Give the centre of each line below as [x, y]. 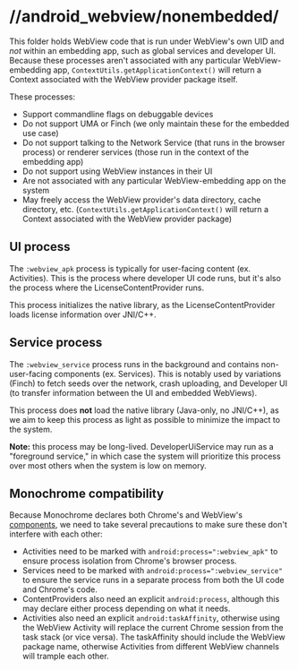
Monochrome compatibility [86, 493]
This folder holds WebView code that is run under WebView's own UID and [147, 41]
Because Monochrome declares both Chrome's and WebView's [126, 515]
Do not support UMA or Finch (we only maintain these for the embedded [156, 124]
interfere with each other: [56, 534]
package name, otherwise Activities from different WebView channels [151, 647]
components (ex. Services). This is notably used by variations [167, 374]
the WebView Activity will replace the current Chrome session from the [153, 628]
